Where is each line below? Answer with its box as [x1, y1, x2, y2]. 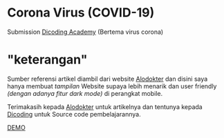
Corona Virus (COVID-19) [7, 5, 155, 21]
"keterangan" [7, 52, 88, 68]
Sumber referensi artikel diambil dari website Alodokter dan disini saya [7, 75, 208, 83]
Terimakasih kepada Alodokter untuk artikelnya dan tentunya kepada [7, 102, 203, 111]
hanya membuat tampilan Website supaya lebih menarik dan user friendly [7, 81, 217, 90]
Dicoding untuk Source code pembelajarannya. [7, 110, 141, 118]
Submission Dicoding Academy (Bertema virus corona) [7, 28, 164, 36]
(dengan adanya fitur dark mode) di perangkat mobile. [7, 89, 163, 97]
